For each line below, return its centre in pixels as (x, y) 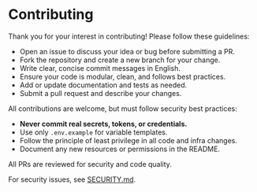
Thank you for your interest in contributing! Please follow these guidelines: (129, 36)
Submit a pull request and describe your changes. (101, 93)
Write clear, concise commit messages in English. (100, 68)
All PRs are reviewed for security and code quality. (90, 164)
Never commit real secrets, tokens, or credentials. (103, 124)
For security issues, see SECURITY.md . (72, 179)
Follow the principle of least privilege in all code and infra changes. (128, 140)
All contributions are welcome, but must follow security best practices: (123, 109)
